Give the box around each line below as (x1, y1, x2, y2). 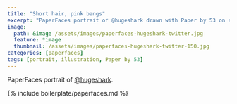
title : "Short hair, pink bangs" (7, 10, 106, 18)
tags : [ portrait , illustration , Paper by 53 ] (7, 56, 143, 63)
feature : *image (13, 37, 61, 44)
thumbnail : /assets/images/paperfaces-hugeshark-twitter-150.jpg (13, 43, 210, 50)
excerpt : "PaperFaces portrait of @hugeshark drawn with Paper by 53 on (7, 17, 226, 24)
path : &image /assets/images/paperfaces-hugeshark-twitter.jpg (13, 30, 203, 37)
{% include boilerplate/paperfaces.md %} (7, 89, 129, 97)
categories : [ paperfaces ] (7, 50, 83, 57)
